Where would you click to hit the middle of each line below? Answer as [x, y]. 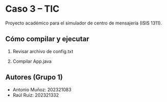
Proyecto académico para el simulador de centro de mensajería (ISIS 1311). [84, 23]
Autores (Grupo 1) [34, 77]
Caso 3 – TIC [32, 9]
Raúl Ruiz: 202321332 [36, 95]
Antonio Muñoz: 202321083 [42, 89]
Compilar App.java [32, 61]
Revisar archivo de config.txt [43, 51]
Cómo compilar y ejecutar [47, 39]
